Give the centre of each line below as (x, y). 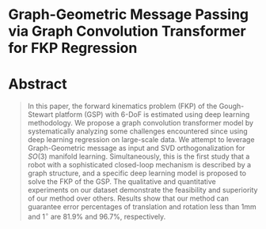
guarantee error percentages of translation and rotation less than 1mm (142, 207)
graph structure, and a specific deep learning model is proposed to (137, 173)
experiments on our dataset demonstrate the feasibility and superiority (142, 190)
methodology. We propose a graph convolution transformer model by (141, 123)
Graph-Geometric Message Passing (129, 15)
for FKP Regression (73, 48)
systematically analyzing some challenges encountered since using (137, 131)
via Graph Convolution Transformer (127, 31)
